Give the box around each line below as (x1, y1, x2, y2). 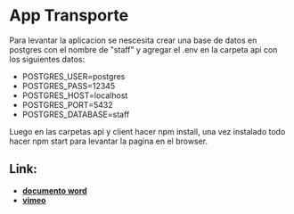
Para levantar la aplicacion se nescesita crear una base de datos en (9, 35, 257, 45)
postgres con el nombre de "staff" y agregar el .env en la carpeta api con (9, 44, 278, 54)
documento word (21, 185, 87, 196)
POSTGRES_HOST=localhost (21, 90, 128, 101)
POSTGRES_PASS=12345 (21, 80, 116, 91)
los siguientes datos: (9, 53, 86, 64)
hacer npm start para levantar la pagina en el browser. (9, 136, 208, 146)
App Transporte (9, 5, 129, 26)
